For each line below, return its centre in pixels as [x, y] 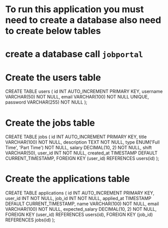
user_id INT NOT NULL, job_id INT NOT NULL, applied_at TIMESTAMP [78, 199]
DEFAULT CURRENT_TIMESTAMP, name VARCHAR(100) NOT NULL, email [82, 204]
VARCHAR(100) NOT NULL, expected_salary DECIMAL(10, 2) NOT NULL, [81, 209]
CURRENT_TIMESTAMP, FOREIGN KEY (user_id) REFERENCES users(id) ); [82, 158]
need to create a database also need [83, 20]
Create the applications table [68, 179]
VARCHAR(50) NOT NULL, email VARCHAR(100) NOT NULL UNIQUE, [77, 97]
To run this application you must [75, 9]
